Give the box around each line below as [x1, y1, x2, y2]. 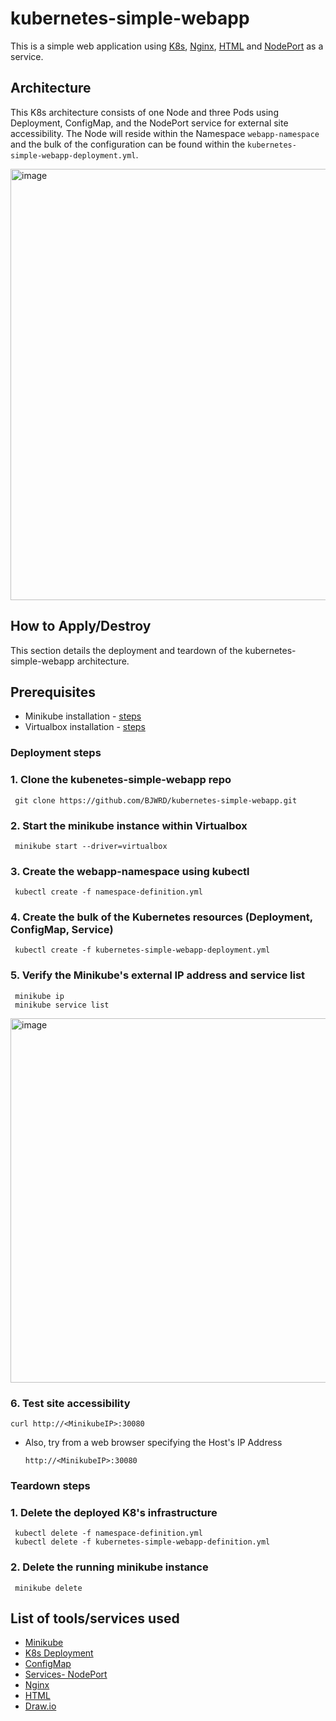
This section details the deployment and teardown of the [10, 644, 243, 656]
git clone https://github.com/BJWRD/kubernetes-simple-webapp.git [14, 795, 298, 806]
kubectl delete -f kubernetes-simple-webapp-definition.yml [14, 1537, 271, 1547]
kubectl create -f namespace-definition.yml [14, 887, 203, 897]
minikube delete [14, 1583, 83, 1593]
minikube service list [14, 1000, 110, 1010]
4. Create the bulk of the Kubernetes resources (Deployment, [10, 910, 313, 924]
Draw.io [24, 1700, 57, 1712]
